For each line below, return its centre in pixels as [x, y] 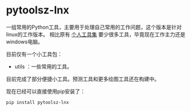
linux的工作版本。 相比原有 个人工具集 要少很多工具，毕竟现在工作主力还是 [96, 34]
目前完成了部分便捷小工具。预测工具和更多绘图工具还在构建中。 [83, 79]
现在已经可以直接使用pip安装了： [46, 91]
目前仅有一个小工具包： [34, 54]
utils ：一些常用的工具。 [43, 66]
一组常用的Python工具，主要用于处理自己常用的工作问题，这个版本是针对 [94, 27]
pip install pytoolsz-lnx [37, 102]
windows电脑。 [25, 41]
